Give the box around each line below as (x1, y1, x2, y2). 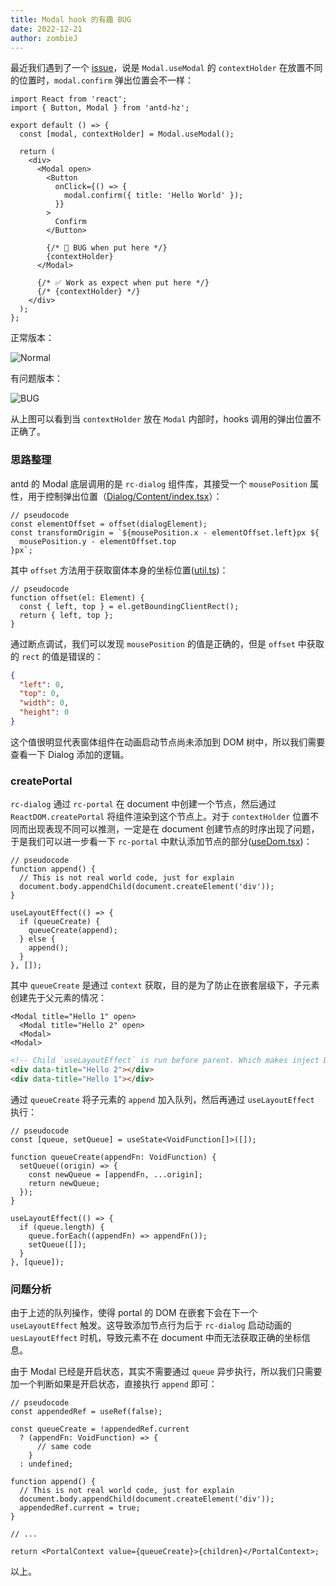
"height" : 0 (19, 707, 70, 718)
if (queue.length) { (19, 1222, 105, 1232)
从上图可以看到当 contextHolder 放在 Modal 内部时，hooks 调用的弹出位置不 (10, 413, 322, 425)
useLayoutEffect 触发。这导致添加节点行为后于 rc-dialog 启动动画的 (10, 1319, 292, 1331)
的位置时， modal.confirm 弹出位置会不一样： (10, 74, 195, 86)
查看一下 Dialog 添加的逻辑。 (10, 748, 130, 760)
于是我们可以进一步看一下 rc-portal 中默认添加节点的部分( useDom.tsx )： (10, 836, 313, 848)
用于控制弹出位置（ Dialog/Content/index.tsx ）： (27, 490, 223, 502)
